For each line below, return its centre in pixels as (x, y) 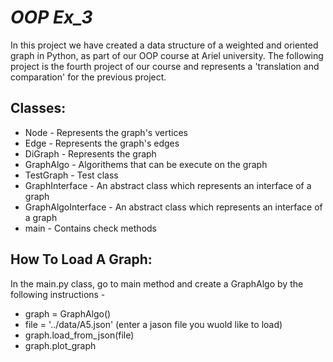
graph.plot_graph (60, 345)
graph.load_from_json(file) (79, 335)
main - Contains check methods (90, 228)
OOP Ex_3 (51, 17)
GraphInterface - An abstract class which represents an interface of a (168, 185)
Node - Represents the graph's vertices (106, 132)
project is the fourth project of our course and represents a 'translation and (165, 66)
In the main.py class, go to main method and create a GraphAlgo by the (157, 283)
